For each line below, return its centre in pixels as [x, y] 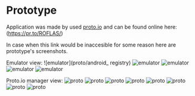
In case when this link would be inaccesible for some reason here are [91, 45]
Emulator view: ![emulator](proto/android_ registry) [69, 63]
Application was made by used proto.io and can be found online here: [92, 27]
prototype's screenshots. [37, 51]
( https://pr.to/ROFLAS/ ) [35, 33]
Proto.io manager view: [35, 80]
